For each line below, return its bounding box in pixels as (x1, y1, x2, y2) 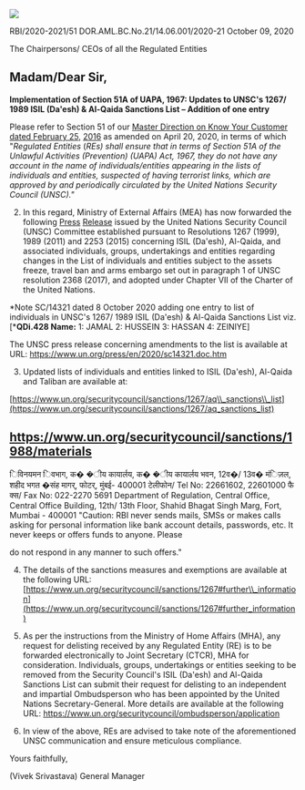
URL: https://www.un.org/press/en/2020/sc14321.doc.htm (9, 348, 228, 359)
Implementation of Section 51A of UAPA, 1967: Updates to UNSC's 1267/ (9, 94, 287, 105)
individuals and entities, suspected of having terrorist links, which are (9, 169, 271, 180)
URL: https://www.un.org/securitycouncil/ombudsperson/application (22, 707, 280, 719)
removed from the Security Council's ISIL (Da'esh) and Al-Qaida (22, 669, 263, 680)
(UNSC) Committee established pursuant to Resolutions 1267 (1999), (22, 226, 280, 237)
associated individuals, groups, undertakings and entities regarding (22, 245, 276, 256)
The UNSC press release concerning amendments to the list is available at (9, 338, 289, 350)
